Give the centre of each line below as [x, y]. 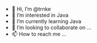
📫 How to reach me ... [39, 34]
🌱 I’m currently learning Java [46, 21]
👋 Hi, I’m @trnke [31, 9]
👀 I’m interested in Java [40, 15]
